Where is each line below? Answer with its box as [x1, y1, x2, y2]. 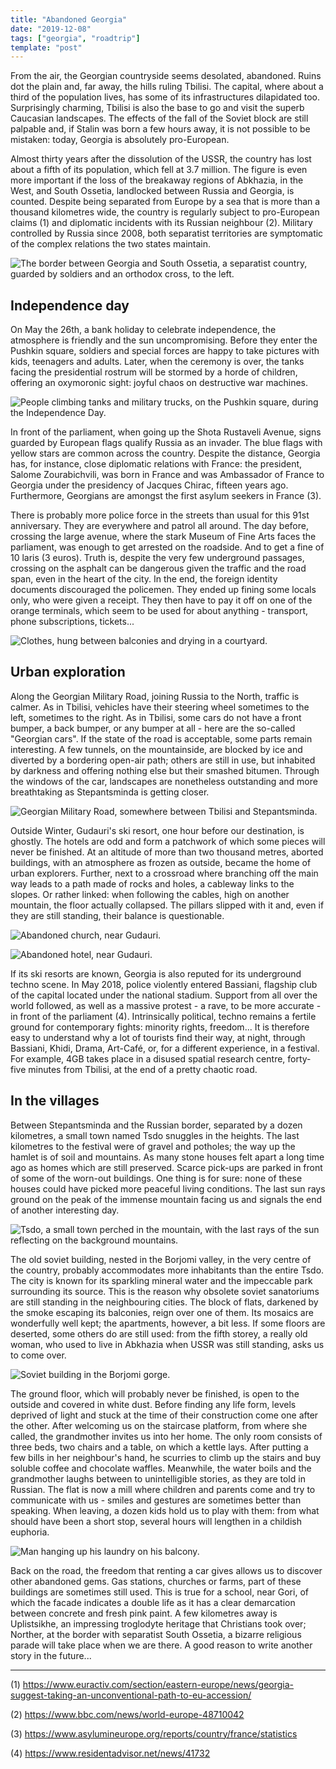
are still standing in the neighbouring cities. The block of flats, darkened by [10, 1296, 319, 1308]
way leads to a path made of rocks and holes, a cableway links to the [10, 877, 295, 890]
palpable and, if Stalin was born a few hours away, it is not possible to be [10, 123, 311, 135]
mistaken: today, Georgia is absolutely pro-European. [10, 134, 230, 146]
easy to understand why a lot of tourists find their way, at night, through [10, 1031, 306, 1043]
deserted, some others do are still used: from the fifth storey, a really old [10, 1327, 308, 1340]
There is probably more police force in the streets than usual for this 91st [10, 509, 310, 521]
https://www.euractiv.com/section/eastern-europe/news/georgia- [22, 1678, 295, 1690]
